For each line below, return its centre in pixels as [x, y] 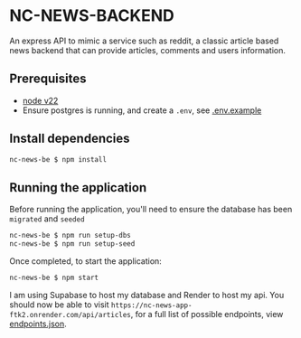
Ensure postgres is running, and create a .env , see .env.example [142, 110]
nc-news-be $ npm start [54, 277]
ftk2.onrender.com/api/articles [70, 315]
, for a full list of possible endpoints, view [207, 314]
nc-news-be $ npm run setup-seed [72, 244]
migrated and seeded [47, 219]
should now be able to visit [60, 305]
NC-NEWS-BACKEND [92, 16]
